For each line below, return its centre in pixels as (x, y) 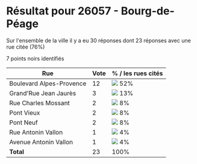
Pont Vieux (25, 112)
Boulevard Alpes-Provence (48, 84)
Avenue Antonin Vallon (41, 142)
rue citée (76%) (26, 47)
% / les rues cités (137, 73)
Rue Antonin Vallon (36, 132)
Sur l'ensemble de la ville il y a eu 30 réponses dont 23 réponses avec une (98, 40)
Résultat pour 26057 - (62, 11)
